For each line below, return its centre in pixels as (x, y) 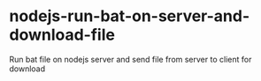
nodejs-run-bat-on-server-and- (130, 16)
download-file (62, 35)
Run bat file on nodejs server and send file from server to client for (130, 59)
